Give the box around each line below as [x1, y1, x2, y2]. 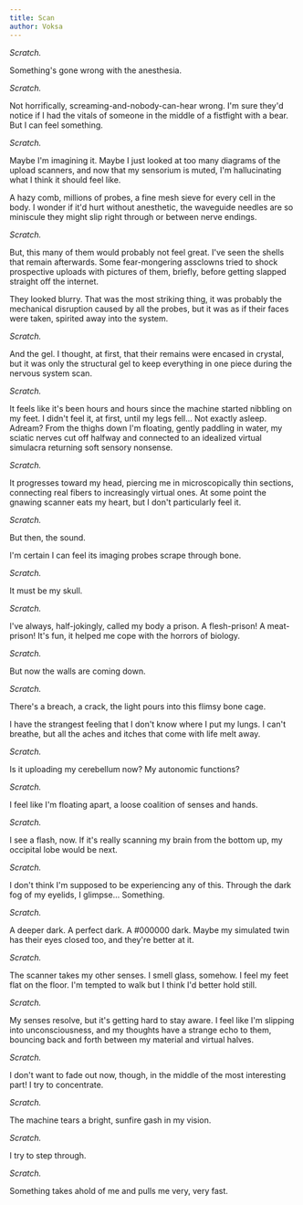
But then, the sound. [9, 531, 87, 543]
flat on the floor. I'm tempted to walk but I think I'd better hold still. [9, 979, 257, 990]
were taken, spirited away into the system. [9, 312, 169, 324]
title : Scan [9, 13, 55, 23]
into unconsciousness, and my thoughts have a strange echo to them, [9, 1024, 272, 1035]
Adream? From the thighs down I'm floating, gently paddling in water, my [9, 422, 283, 434]
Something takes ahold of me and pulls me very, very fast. [9, 1185, 228, 1196]
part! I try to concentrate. [9, 1079, 104, 1090]
